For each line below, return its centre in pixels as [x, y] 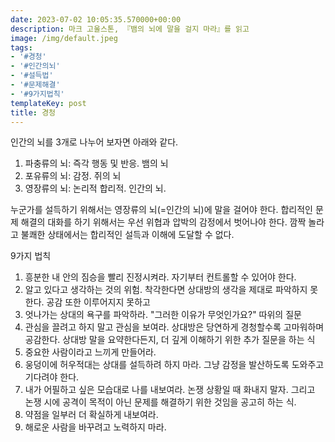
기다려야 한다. [52, 377]
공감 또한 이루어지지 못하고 [98, 302]
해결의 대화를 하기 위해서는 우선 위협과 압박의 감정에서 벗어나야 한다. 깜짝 [163, 222]
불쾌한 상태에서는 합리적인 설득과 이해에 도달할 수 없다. [127, 235]
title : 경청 [33, 112]
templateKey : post [48, 103]
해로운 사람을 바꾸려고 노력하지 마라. [95, 427]
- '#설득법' [32, 76]
